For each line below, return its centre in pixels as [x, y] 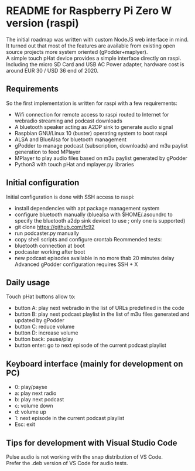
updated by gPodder [39, 320]
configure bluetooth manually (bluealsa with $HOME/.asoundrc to [93, 214]
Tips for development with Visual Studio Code [92, 443]
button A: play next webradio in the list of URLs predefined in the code [99, 308]
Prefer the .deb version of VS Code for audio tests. [67, 463]
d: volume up [30, 412]
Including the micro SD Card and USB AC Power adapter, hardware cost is [95, 64]
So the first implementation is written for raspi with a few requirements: [92, 103]
